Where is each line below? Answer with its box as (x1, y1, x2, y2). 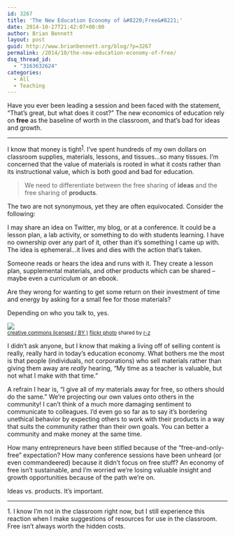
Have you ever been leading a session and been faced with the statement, (7, 101, 222, 110)
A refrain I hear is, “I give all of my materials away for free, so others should (7, 385, 225, 393)
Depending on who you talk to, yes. (7, 308, 110, 317)
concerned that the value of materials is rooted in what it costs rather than (7, 159, 221, 168)
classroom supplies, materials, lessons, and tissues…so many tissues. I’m (7, 152, 219, 161)
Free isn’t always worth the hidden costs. (7, 522, 126, 530)
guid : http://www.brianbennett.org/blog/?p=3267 (7, 43, 152, 50)
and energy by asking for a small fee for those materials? (7, 295, 171, 303)
